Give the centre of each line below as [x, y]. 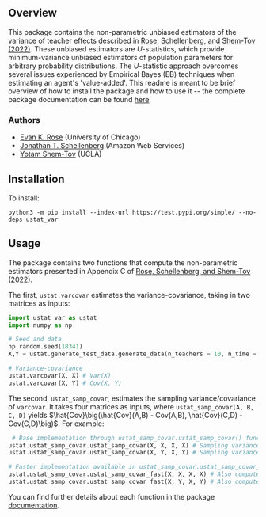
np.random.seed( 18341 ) [46, 347]
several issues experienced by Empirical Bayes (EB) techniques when [122, 74]
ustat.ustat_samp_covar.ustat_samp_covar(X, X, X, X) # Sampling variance [134, 445]
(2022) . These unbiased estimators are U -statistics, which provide [116, 49]
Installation [36, 179]
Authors [25, 120]
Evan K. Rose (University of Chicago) [80, 137]
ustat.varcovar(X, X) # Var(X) [60, 375]
